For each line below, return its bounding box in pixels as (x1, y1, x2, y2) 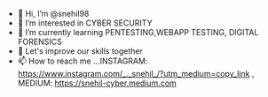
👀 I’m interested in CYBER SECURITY (17, 18, 153, 28)
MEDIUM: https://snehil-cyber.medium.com (17, 78, 177, 88)
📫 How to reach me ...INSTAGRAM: (17, 56, 148, 66)
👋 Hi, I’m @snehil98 (17, 9, 90, 19)
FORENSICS (17, 36, 62, 47)
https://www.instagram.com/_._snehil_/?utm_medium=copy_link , (17, 69, 255, 78)
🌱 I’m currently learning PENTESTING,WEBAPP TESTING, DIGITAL (17, 27, 259, 37)
